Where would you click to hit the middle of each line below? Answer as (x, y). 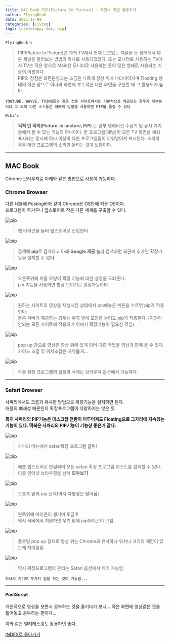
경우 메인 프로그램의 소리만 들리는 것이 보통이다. (65, 145)
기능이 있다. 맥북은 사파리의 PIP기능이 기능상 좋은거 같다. (61, 425)
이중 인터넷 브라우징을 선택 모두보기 (53, 473)
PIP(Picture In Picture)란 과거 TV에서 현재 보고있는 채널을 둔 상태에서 (87, 53)
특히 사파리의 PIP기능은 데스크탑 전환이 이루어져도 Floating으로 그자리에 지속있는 (85, 419)
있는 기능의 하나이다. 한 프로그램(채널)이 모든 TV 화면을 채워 (101, 132)
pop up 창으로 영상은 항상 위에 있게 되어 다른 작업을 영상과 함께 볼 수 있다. (91, 345)
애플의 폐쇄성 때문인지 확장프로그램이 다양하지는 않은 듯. (61, 408)
